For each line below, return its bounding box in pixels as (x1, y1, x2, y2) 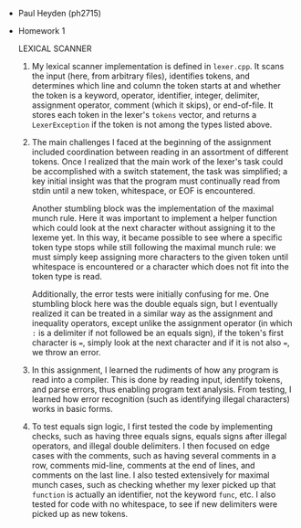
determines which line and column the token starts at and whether (31, 80, 281, 90)
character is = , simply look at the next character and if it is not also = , (31, 337, 290, 348)
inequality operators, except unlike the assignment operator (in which (31, 318, 294, 328)
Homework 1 (17, 26, 66, 36)
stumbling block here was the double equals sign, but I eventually (31, 299, 278, 309)
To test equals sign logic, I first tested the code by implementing (31, 421, 274, 432)
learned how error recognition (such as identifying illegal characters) (31, 394, 290, 405)
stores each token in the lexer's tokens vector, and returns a (31, 110, 257, 120)
